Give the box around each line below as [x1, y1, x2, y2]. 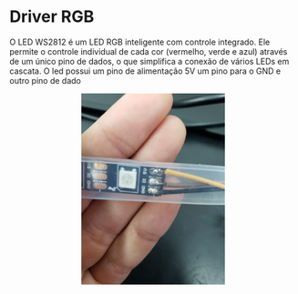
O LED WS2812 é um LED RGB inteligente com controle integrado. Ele [9, 36, 271, 47]
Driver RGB [9, 6, 95, 27]
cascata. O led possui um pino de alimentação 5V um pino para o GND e [9, 66, 281, 76]
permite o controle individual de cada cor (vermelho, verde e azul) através [9, 46, 288, 56]
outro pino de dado [9, 75, 82, 86]
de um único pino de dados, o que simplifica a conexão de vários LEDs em [9, 56, 290, 66]
